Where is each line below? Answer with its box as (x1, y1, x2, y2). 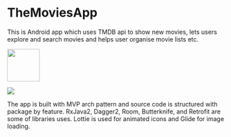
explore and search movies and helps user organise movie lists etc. (7, 35, 199, 43)
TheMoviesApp (7, 5, 98, 21)
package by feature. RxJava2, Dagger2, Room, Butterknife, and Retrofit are (7, 107, 221, 116)
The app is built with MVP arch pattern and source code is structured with (7, 100, 218, 108)
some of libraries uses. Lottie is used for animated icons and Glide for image (7, 114, 225, 122)
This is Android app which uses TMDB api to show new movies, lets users (7, 28, 218, 36)
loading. (7, 122, 30, 130)
